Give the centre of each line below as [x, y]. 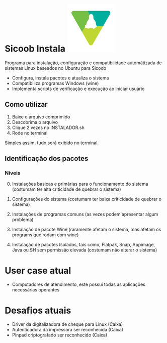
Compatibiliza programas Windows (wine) [55, 83]
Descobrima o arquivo [35, 122]
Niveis [13, 173]
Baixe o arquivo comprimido [41, 117]
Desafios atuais [38, 310]
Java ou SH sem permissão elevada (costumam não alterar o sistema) [85, 250]
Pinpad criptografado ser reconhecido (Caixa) [60, 335]
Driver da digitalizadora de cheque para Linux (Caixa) [67, 324]
